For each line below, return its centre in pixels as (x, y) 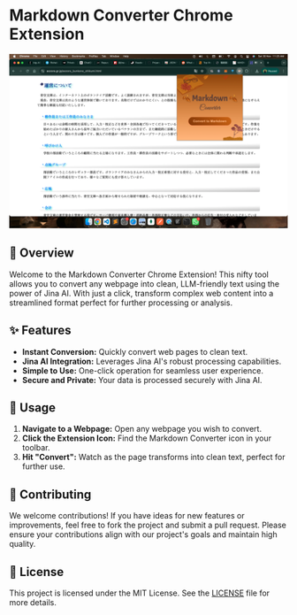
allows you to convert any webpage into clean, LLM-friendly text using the (145, 283)
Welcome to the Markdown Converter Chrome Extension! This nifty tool (139, 274)
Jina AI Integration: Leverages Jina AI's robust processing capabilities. (152, 361)
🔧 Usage (32, 407)
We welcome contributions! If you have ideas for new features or (127, 516)
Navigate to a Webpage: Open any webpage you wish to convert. (142, 429)
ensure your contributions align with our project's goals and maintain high (143, 534)
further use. (43, 466)
